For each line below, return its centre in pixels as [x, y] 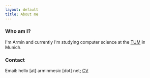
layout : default [22, 10]
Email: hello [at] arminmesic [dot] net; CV [47, 71]
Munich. [13, 47]
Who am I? [18, 31]
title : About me [22, 14]
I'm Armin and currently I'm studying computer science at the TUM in [75, 42]
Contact [15, 60]
